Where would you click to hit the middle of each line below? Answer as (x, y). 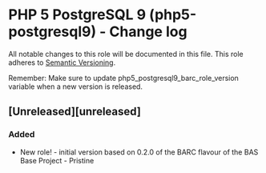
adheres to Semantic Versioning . (62, 62)
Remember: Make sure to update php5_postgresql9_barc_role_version (123, 78)
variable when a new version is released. (75, 86)
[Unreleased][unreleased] (75, 112)
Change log (148, 32)
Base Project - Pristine (57, 160)
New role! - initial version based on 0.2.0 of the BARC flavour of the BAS (139, 152)
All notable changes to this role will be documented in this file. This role (126, 54)
